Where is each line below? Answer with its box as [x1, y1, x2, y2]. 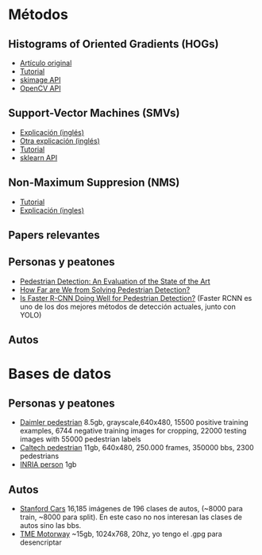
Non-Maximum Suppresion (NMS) [8, 176, 180, 190]
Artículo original [19, 58, 72, 67]
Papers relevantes [8, 229, 101, 242]
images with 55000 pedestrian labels [19, 434, 141, 444]
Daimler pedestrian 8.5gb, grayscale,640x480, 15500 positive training [19, 418, 249, 427]
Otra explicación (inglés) [19, 136, 101, 145]
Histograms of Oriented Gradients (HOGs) [8, 37, 219, 51]
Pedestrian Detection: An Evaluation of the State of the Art [19, 276, 210, 286]
